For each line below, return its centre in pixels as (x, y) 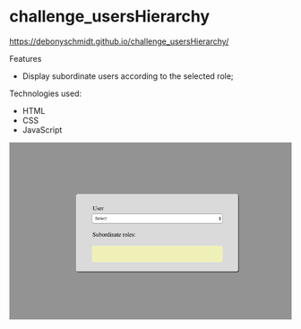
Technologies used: (46, 93)
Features (26, 58)
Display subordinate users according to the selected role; (128, 76)
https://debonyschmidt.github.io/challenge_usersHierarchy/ (119, 41)
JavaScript (42, 130)
